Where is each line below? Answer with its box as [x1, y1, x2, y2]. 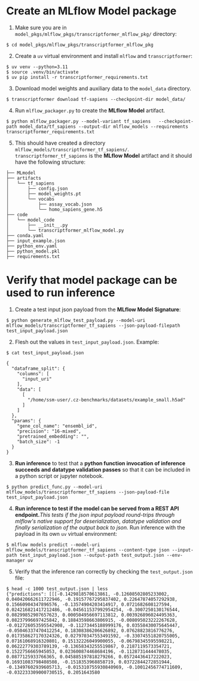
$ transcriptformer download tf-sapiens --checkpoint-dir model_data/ [6, 96, 186, 102]
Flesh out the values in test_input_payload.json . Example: [14, 338, 160, 345]
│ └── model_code [6, 217, 55, 223]
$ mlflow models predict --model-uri [6, 542, 100, 548]
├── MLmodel [6, 170, 36, 176]
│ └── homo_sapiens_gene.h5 [6, 206, 103, 213]
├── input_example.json [6, 238, 66, 244]
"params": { [11, 418, 42, 424]
